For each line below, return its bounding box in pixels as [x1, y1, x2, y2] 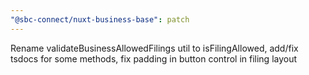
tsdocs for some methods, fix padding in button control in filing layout [10, 52, 298, 65]
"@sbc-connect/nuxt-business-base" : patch [10, 14, 190, 25]
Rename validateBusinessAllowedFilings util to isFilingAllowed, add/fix [10, 42, 299, 54]
